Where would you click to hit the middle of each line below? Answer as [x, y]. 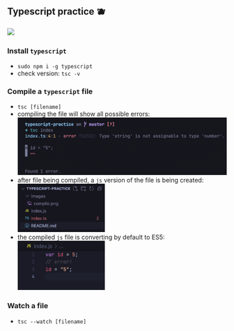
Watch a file [28, 306]
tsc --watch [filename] [52, 322]
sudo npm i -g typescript [55, 67]
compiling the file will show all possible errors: [84, 114]
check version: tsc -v [49, 74]
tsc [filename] [39, 107]
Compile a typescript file [50, 91]
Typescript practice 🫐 [56, 11]
